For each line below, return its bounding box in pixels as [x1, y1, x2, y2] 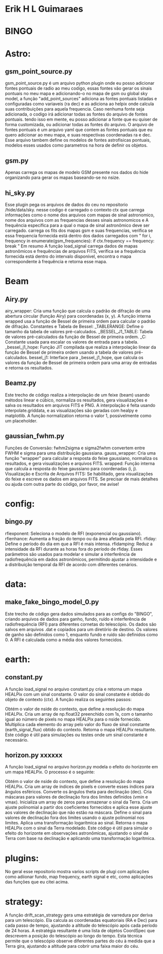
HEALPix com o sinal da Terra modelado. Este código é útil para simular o [5, 825, 152, 831]
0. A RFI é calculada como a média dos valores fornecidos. [5, 637, 123, 643]
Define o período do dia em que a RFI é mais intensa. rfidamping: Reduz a [5, 541, 153, 547]
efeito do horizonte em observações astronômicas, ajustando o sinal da [5, 830, 148, 836]
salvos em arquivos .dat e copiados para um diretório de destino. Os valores [5, 626, 158, 632]
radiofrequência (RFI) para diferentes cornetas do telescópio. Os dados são [5, 621, 157, 627]
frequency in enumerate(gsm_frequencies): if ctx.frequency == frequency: [5, 238, 155, 244]
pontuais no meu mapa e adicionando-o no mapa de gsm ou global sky [5, 91, 148, 96]
